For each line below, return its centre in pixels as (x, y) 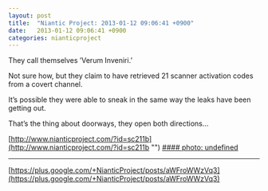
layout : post (30, 16)
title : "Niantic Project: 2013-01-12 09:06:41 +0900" (101, 23)
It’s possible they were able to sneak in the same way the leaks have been (130, 99)
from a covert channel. (45, 84)
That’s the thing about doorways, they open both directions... (108, 123)
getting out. (27, 108)
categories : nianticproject (55, 38)
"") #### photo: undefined (195, 147)
